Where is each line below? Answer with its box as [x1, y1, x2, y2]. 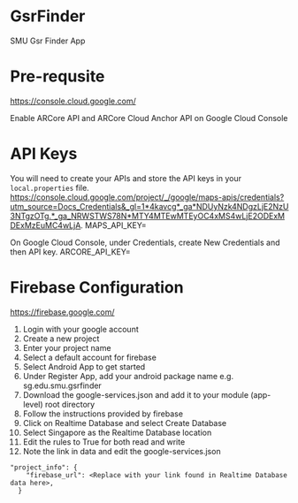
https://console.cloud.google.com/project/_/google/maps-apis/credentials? [10, 192, 285, 202]
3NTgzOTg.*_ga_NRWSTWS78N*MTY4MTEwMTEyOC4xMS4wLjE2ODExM [10, 210, 286, 221]
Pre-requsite [10, 66, 105, 87]
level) [22, 399, 43, 409]
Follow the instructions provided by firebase [22, 408, 184, 419]
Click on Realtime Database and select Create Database [22, 417, 227, 428]
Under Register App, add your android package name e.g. [22, 370, 233, 381]
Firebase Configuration [10, 278, 184, 297]
